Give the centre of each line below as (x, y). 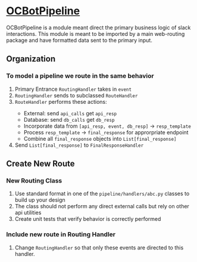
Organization (31, 59)
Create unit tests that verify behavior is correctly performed (88, 219)
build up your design (40, 200)
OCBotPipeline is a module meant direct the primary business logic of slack (98, 27)
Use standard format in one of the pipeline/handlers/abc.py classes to (102, 194)
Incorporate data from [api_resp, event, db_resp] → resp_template (107, 126)
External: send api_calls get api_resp (70, 113)
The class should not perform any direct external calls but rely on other (102, 206)
